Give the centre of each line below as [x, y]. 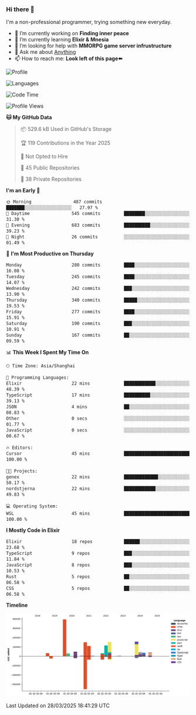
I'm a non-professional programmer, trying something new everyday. [89, 22]
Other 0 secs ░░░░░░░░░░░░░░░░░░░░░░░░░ [98, 419]
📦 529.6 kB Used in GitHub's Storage [66, 129]
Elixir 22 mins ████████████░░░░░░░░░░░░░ [98, 384]
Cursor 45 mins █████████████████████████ [98, 454]
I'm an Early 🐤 [23, 191]
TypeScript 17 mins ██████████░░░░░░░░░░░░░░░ [98, 395]
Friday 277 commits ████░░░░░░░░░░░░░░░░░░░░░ [98, 312]
